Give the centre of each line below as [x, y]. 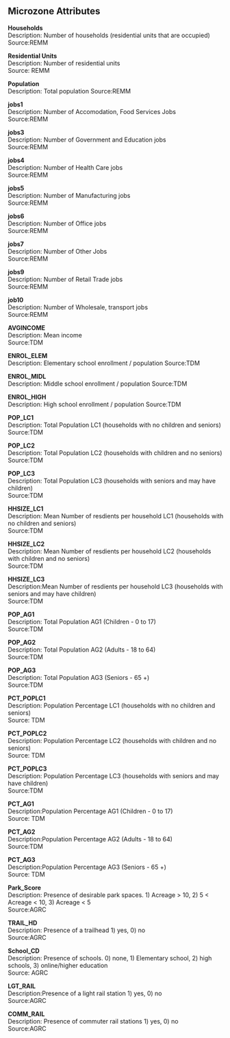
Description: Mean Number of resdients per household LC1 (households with [116, 516]
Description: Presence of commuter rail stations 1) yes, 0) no [93, 1021]
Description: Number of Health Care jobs [65, 167]
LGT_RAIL [22, 986]
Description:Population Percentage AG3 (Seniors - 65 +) [87, 867]
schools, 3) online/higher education [58, 965]
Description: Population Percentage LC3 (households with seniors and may [114, 775]
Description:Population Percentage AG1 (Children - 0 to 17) [90, 811]
